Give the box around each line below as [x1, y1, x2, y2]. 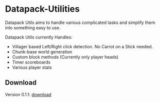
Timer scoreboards [12, 59, 51, 65]
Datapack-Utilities [5, 3, 80, 15]
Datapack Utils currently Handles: [5, 34, 72, 40]
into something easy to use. [5, 24, 61, 30]
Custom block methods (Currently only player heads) [12, 54, 119, 60]
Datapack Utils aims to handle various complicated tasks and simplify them [5, 20, 156, 25]
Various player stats [12, 64, 52, 70]
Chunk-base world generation [12, 49, 72, 55]
